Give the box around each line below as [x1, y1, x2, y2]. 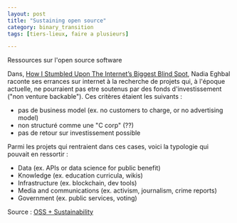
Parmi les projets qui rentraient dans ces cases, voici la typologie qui [7, 143, 209, 151]
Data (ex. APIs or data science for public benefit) [17, 164, 162, 173]
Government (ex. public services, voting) [17, 194, 137, 202]
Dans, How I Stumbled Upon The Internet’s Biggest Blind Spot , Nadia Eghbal [7, 70, 231, 78]
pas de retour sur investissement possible [17, 129, 141, 137]
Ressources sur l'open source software [7, 56, 122, 65]
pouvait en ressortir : [7, 150, 69, 158]
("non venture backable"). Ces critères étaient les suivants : [7, 92, 183, 101]
